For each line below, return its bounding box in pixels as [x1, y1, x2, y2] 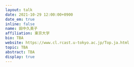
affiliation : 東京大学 [5, 31, 50, 36]
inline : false [5, 21, 35, 27]
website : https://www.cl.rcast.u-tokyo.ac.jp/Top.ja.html [5, 40, 129, 45]
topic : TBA [5, 45, 28, 50]
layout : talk [5, 7, 33, 13]
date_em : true [5, 17, 35, 22]
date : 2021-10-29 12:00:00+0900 [5, 12, 73, 17]
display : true [5, 54, 35, 59]
